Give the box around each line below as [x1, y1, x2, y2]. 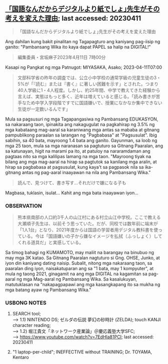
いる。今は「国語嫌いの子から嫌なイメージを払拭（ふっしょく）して [22, 233, 163, 239]
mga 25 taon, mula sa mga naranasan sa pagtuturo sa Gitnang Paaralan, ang [5, 143, 163, 149]
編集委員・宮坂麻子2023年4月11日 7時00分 [17, 54, 106, 60]
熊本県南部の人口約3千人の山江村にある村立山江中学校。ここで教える [17, 214, 161, 220]
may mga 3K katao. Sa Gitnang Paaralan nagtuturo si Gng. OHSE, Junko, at [5, 255, 160, 261]
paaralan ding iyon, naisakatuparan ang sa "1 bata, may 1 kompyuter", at [5, 266, 154, 272]
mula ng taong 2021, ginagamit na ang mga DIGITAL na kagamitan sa [5, 271, 148, 277]
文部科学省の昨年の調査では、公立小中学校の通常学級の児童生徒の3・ [17, 74, 161, 80]
